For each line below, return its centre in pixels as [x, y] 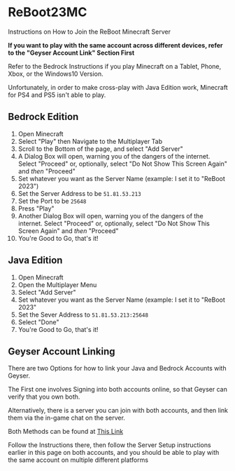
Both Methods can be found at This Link [66, 432]
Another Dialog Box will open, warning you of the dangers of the [111, 215]
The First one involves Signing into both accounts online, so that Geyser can [118, 390]
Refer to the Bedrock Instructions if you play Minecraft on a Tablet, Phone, [115, 66]
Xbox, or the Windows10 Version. [56, 74]
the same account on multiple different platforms [78, 460]
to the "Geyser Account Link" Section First [71, 53]
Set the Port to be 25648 [52, 201]
